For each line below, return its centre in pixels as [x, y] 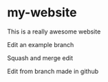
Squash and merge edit [40, 58]
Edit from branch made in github [53, 71]
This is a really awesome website [54, 31]
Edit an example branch [41, 44]
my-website [42, 13]
